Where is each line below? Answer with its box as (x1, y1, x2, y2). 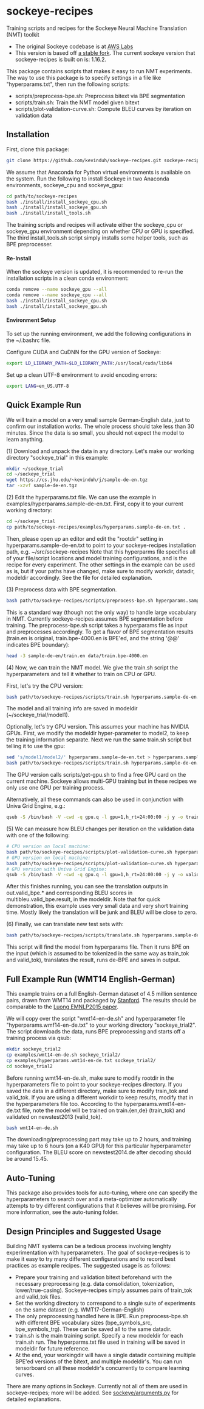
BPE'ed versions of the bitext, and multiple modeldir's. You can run (15, 1358, 183, 1365)
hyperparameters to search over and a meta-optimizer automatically (6, 1196, 177, 1203)
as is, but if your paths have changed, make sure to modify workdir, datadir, (6, 567, 195, 574)
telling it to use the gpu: (6, 743, 66, 750)
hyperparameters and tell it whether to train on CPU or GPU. (6, 670, 157, 677)
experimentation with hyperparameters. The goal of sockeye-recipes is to (6, 1249, 191, 1257)
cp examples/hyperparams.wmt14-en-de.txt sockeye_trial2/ (6, 1057, 156, 1063)
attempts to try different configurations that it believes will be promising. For (6, 1202, 196, 1210)
